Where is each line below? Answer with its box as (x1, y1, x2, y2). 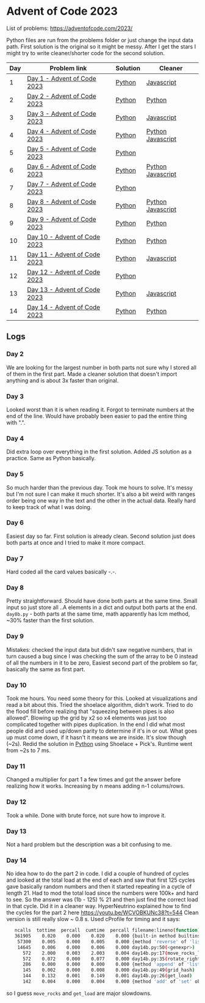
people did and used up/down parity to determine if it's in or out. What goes (6, 727, 197, 734)
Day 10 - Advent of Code (27, 233, 101, 241)
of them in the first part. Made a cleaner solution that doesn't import (6, 370, 178, 378)
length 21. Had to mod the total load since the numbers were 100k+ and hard (6, 889, 198, 897)
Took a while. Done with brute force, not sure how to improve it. (6, 811, 166, 819)
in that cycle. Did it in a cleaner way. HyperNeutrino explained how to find (6, 903, 191, 910)
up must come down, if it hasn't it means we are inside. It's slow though (6, 734, 187, 741)
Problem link (49, 64, 87, 72)
